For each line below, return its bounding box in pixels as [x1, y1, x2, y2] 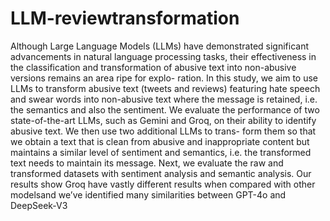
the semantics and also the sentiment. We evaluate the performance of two [10, 103, 320, 116]
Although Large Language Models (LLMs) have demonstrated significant [10, 40, 310, 52]
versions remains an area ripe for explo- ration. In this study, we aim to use [10, 72, 319, 84]
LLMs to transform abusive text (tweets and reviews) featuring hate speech [10, 82, 321, 94]
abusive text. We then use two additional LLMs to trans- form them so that [10, 125, 317, 137]
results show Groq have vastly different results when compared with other [10, 178, 316, 190]
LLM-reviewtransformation [10, 7, 240, 30]
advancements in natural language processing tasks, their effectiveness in [10, 50, 317, 62]
